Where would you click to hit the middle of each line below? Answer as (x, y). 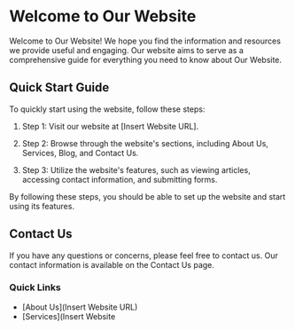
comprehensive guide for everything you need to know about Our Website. (145, 59)
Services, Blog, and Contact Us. (80, 153)
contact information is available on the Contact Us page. (112, 264)
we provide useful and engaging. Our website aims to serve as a (126, 50)
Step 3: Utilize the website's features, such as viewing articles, (136, 169)
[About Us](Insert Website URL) (80, 307)
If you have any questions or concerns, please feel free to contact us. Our (144, 255)
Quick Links (35, 287)
